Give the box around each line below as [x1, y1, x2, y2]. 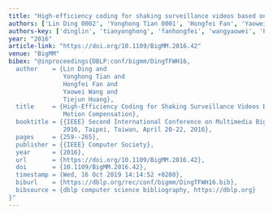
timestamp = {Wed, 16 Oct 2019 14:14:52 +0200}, [15, 171, 184, 179]
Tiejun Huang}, [63, 95, 115, 103]
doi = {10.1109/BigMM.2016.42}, [15, 164, 148, 172]
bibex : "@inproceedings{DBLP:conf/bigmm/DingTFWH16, [8, 58, 191, 66]
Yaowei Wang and [63, 87, 118, 96]
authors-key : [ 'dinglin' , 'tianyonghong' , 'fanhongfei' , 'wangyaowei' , [8, 27, 256, 35]
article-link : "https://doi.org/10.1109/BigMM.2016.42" [8, 42, 201, 50]
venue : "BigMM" [8, 50, 60, 58]
